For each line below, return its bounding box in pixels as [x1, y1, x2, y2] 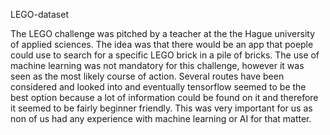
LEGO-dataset [10, 9, 69, 20]
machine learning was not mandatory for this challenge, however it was [10, 60, 305, 71]
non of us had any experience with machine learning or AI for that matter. [10, 113, 312, 124]
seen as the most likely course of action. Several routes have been [10, 70, 285, 82]
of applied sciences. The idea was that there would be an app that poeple [10, 39, 314, 50]
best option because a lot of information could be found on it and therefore [10, 92, 319, 103]
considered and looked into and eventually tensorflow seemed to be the [10, 81, 307, 93]
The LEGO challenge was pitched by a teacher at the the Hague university [10, 28, 316, 39]
